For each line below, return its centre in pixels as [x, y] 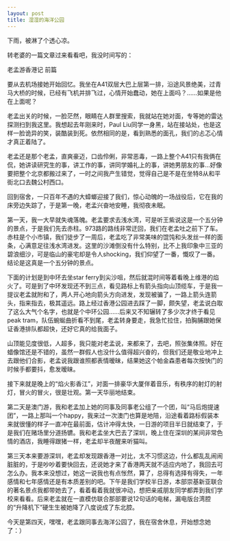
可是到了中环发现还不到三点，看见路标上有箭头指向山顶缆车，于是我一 [124, 286]
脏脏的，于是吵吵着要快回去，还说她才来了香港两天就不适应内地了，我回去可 [115, 464]
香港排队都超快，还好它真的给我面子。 [67, 329]
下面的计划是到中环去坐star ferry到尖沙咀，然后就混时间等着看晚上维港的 [110, 277]
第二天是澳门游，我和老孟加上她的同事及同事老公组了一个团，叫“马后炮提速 [114, 406]
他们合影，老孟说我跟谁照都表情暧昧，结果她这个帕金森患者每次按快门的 [121, 360]
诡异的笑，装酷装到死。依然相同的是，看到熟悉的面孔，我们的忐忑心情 [124, 133]
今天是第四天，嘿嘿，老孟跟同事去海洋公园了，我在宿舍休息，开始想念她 [109, 522]
